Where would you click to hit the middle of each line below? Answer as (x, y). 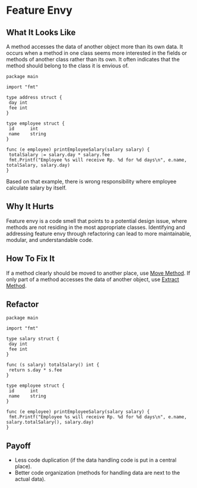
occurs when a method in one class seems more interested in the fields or (97, 53)
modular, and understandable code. (50, 240)
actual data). (30, 479)
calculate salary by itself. (36, 188)
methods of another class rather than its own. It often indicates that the (93, 59)
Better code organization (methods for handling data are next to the (97, 473)
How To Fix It (31, 259)
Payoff (19, 445)
